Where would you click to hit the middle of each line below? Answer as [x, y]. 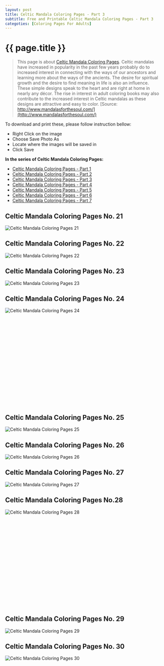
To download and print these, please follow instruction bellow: [68, 124]
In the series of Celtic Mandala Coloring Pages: [54, 159]
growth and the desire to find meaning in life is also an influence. [83, 83]
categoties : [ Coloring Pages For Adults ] [48, 24]
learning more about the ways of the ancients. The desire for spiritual [87, 78]
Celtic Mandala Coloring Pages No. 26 [65, 445]
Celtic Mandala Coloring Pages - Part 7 [52, 200]
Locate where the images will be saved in [54, 144]
